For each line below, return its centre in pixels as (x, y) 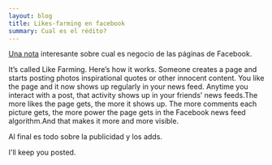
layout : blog (30, 16)
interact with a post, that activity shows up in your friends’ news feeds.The (133, 95)
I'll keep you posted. (42, 152)
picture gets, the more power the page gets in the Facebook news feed (127, 112)
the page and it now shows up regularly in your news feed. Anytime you (129, 87)
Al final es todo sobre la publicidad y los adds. (85, 137)
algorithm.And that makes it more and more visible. (94, 121)
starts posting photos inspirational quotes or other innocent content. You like (136, 78)
